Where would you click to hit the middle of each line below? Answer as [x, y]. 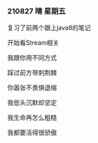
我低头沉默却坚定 [32, 103]
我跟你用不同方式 [32, 58]
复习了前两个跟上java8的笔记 [49, 28]
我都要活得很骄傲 [32, 132]
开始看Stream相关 [33, 43]
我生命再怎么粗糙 [32, 118]
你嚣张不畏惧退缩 [32, 88]
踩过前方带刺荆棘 [32, 73]
